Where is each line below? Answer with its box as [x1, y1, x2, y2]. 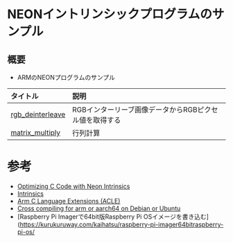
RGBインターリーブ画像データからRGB [71, 105, 198, 115]
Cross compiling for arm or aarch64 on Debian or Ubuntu [17, 204, 181, 212]
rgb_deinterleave [10, 110, 66, 119]
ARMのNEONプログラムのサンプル [17, 74, 116, 81]
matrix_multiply [10, 128, 61, 137]
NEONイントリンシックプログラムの [7, 6, 213, 22]
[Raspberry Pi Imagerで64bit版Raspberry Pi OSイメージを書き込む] [17, 212, 209, 221]
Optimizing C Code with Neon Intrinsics [17, 182, 130, 190]
